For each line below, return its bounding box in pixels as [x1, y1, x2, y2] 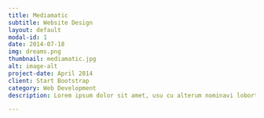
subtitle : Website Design [8, 19, 93, 27]
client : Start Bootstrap [8, 77, 90, 84]
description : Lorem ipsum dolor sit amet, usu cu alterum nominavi [8, 91, 234, 99]
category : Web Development [8, 84, 97, 92]
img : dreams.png [8, 48, 61, 55]
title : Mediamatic [8, 11, 68, 20]
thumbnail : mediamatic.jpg [8, 55, 97, 63]
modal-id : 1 [8, 33, 47, 41]
